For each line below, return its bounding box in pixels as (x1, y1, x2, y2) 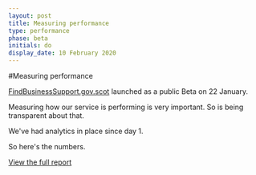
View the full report (8, 157, 72, 167)
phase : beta (8, 34, 48, 43)
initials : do (8, 42, 52, 50)
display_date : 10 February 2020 (8, 49, 116, 57)
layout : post (8, 11, 52, 20)
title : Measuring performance (8, 19, 110, 27)
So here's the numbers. (8, 142, 86, 151)
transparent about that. (8, 111, 84, 120)
